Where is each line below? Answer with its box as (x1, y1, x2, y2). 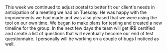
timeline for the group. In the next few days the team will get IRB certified (5, 25, 156, 31)
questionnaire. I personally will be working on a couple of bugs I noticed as (5, 36, 159, 42)
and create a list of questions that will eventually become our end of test (5, 31, 154, 36)
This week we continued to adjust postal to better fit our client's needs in (5, 4, 155, 10)
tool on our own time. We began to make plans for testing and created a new (5, 20, 163, 26)
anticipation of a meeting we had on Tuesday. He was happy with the (5, 9, 147, 15)
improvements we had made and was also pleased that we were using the (5, 15, 157, 20)
